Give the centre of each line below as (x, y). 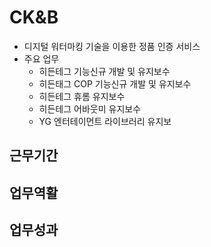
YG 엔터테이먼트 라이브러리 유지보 (105, 121)
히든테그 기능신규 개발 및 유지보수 (104, 71)
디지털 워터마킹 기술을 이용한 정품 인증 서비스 (112, 46)
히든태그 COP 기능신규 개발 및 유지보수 (115, 83)
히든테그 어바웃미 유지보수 (90, 108)
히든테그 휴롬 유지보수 (82, 96)
